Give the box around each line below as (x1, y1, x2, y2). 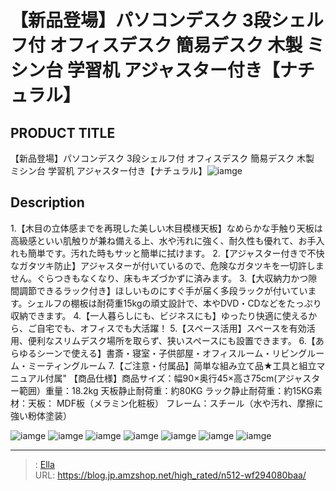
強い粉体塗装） (10, 409, 72, 421)
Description (10, 194, 85, 211)
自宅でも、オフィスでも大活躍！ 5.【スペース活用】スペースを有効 (36, 322, 307, 334)
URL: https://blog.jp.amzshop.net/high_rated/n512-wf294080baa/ (34, 469, 307, 481)
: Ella (34, 458, 55, 470)
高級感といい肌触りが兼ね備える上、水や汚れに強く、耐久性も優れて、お (10, 234, 308, 246)
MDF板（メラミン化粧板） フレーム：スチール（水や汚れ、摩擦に (56, 397, 324, 409)
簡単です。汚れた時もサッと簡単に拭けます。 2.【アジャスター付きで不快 (27, 247, 325, 259)
